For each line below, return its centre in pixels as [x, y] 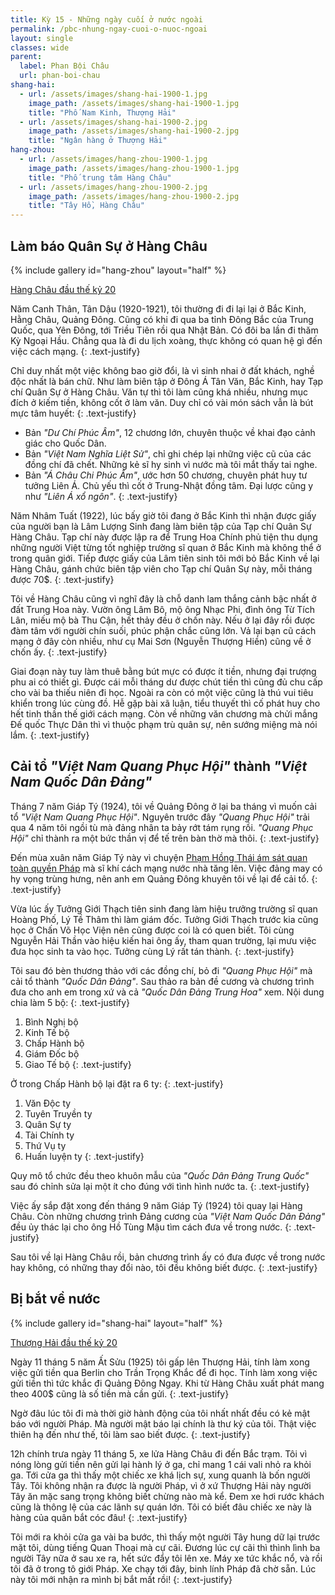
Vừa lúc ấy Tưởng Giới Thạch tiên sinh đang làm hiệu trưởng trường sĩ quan [164, 908]
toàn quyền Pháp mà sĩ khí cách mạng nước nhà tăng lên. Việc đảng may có [166, 868]
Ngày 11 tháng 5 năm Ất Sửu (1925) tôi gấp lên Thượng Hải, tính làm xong [160, 1362]
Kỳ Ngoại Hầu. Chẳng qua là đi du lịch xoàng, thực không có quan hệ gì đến [166, 340]
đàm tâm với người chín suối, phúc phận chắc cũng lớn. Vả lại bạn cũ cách [163, 630]
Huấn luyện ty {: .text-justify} [84, 1156]
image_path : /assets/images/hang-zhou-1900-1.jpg [134, 168]
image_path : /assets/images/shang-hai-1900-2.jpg [134, 131]
